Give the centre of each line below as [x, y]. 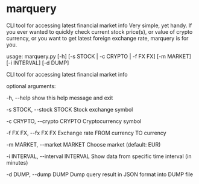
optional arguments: [31, 86]
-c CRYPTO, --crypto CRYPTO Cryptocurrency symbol [74, 121]
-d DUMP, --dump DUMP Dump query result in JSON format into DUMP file [100, 174]
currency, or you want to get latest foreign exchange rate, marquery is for [97, 38]
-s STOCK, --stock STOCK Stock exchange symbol [70, 109]
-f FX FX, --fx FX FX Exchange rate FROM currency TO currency [87, 133]
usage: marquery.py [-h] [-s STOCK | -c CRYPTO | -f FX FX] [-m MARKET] [99, 56]
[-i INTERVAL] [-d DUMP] [38, 63]
